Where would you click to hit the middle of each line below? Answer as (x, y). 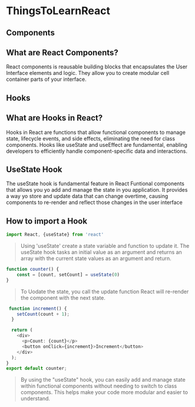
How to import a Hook (47, 221)
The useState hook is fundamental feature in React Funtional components (95, 183)
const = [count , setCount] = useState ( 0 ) (68, 275)
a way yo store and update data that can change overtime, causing (87, 196)
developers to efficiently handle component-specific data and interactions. (97, 151)
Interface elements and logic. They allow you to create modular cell (88, 73)
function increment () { (38, 308)
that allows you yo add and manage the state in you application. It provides (97, 190)
